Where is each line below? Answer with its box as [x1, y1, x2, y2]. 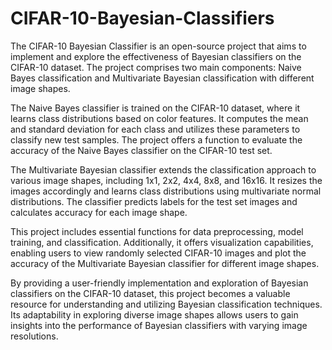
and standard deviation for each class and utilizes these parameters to [10, 123, 301, 135]
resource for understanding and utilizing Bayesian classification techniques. [10, 298, 323, 310]
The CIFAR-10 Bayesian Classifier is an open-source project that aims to [10, 40, 307, 52]
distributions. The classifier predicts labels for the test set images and [10, 195, 298, 207]
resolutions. [10, 330, 59, 342]
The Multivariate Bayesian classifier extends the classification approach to [10, 163, 317, 176]
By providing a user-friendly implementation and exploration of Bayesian [10, 277, 309, 289]
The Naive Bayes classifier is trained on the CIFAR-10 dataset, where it [10, 102, 301, 114]
